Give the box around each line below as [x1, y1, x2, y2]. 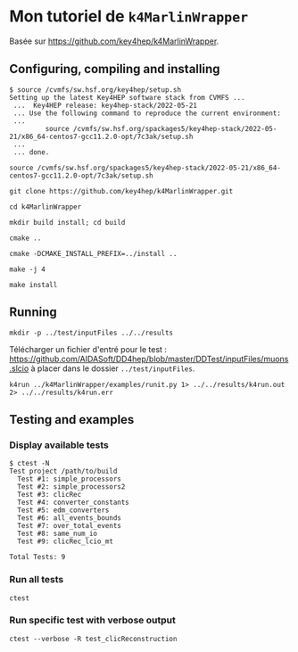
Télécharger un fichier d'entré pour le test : [9, 343, 168, 354]
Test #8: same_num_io [17, 529, 98, 539]
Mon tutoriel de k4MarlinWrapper [9, 6, 249, 27]
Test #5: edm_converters [17, 506, 110, 515]
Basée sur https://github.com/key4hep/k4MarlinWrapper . [9, 36, 219, 46]
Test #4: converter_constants [17, 498, 129, 508]
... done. [12, 147, 50, 157]
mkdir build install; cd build [9, 218, 126, 227]
